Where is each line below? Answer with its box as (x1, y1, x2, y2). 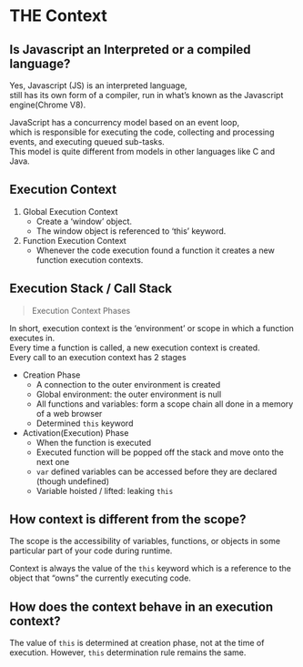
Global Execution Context (22, 206, 118, 217)
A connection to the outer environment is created (35, 379, 221, 389)
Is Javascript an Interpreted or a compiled (9, 42, 251, 57)
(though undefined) (35, 475, 110, 487)
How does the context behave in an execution (9, 599, 274, 614)
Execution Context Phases (31, 305, 131, 316)
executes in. (9, 332, 56, 343)
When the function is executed (35, 437, 152, 448)
